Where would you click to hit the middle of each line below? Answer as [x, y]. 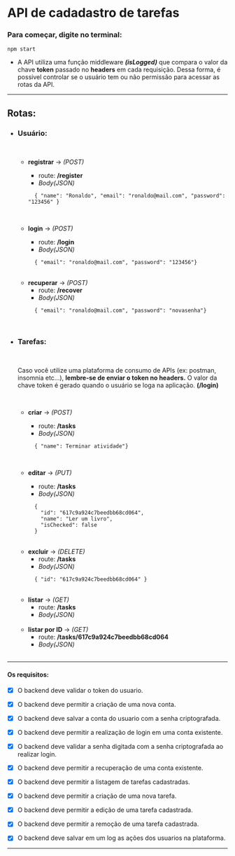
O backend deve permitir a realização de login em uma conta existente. [120, 732]
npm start [22, 49]
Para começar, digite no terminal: [65, 35]
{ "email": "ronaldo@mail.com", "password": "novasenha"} [120, 311]
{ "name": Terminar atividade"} [81, 446]
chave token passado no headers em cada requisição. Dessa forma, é [119, 70]
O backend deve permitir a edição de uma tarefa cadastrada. [105, 810]
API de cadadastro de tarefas [93, 13]
